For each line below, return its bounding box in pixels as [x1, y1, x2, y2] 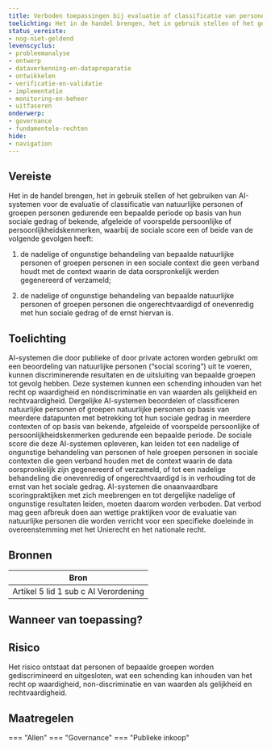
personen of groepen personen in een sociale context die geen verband [19, 258, 260, 268]
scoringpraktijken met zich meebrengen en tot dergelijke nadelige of [8, 491, 236, 500]
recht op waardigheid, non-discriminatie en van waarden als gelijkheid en [8, 680, 252, 689]
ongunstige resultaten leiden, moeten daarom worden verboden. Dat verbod [8, 499, 262, 509]
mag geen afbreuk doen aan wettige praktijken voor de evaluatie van [8, 508, 237, 517]
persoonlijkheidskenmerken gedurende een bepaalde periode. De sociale [8, 430, 252, 440]
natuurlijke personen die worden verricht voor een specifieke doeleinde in [8, 516, 254, 526]
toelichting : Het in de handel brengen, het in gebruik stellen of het [8, 19, 254, 27]
